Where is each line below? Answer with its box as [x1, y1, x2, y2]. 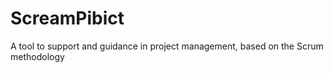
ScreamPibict [10, 7, 125, 30]
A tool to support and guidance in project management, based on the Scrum [10, 40, 324, 52]
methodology [10, 50, 65, 62]
